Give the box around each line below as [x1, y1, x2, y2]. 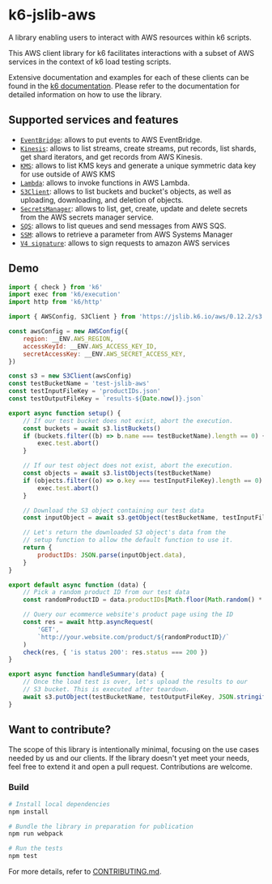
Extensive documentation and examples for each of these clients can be [8, 72, 249, 82]
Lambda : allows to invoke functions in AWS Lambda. [19, 177, 190, 187]
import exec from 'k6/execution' [8, 290, 121, 299]
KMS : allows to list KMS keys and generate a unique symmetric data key [19, 160, 257, 170]
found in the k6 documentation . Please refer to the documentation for [8, 81, 240, 91]
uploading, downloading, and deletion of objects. [19, 194, 184, 204]
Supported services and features [8, 113, 179, 127]
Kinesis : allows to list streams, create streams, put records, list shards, [19, 143, 257, 153]
